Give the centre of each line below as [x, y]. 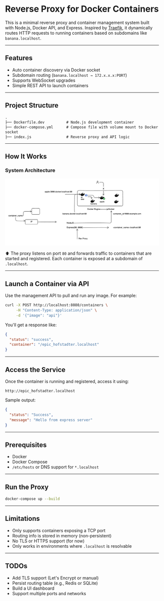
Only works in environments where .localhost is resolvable [72, 546]
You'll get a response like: [31, 325]
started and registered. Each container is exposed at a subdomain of [74, 259]
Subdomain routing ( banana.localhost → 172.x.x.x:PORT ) [70, 75]
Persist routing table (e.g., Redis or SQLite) [55, 583]
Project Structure [32, 105]
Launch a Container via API [47, 284]
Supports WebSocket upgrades [44, 80]
